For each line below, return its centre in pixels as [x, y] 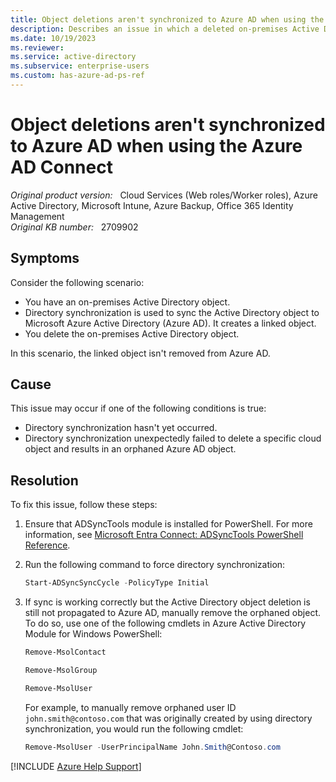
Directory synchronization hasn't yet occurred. [121, 428]
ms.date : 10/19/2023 [53, 38]
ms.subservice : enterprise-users [80, 66]
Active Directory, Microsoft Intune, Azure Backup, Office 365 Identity [152, 205]
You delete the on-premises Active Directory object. [132, 333]
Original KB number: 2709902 [74, 227]
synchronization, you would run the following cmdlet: [134, 728]
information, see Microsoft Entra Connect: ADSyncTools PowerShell [164, 535]
